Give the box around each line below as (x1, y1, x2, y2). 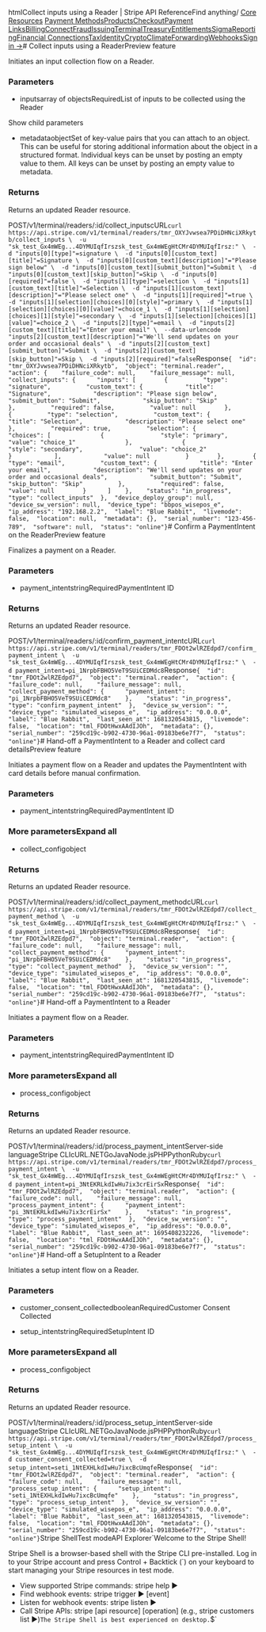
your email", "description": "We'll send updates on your (8, 466, 243, 474)
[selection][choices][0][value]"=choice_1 (8, 305, 150, 313)
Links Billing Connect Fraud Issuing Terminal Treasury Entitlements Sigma (8, 25, 233, 33)
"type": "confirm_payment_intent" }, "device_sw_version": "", (8, 701, 228, 709)
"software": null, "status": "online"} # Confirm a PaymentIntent (32, 522, 256, 531)
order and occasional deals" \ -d (8, 339, 126, 348)
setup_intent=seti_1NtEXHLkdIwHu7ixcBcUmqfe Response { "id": (8, 1462, 218, 1472)
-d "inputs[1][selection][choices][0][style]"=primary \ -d (8, 298, 215, 306)
